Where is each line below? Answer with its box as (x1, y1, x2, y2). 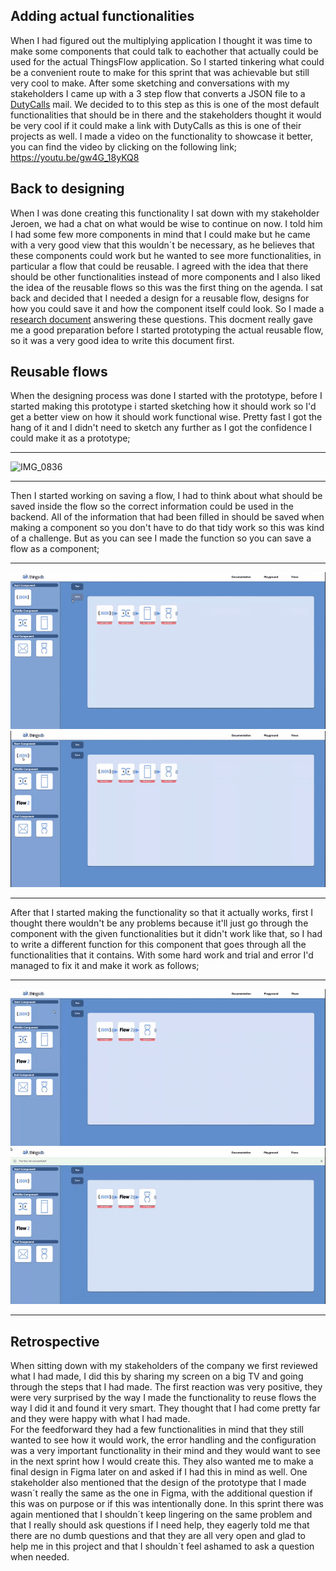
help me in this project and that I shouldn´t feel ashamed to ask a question (10, 1540, 315, 1553)
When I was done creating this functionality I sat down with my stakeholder (10, 207, 320, 219)
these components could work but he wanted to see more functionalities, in (10, 249, 322, 261)
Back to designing (10, 180, 125, 198)
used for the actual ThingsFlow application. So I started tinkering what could (10, 55, 325, 68)
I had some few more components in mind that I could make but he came (10, 228, 311, 240)
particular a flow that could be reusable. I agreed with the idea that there (10, 260, 309, 272)
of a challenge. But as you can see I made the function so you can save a (10, 532, 312, 544)
